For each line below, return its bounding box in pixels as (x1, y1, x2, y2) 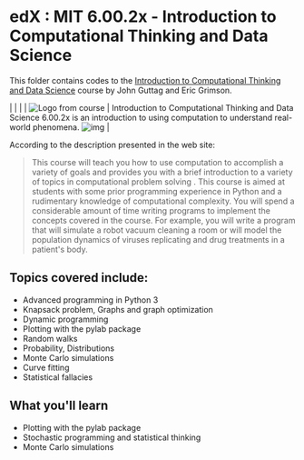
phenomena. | (32, 121, 111, 133)
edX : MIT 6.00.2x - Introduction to (9, 6, 277, 27)
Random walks (22, 333, 78, 344)
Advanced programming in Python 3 (22, 294, 159, 305)
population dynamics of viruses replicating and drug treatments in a (31, 234, 286, 245)
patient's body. (31, 244, 88, 255)
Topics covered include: (9, 270, 149, 285)
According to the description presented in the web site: (9, 139, 216, 150)
